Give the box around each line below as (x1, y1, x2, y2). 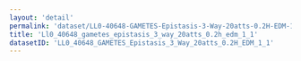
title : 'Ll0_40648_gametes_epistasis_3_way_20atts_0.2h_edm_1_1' (9, 30, 258, 39)
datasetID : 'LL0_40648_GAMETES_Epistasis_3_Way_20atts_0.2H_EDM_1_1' (9, 38, 275, 48)
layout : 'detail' (9, 13, 74, 22)
